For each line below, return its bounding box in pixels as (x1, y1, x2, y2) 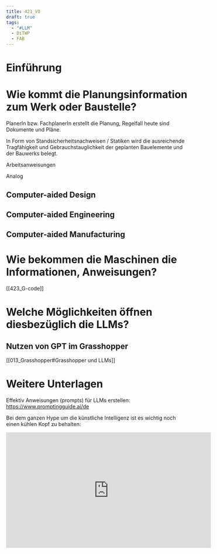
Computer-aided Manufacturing (6, 229, 126, 239)
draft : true (6, 14, 35, 20)
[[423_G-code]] (6, 285, 44, 292)
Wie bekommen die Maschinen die (6, 253, 177, 266)
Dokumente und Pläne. (6, 126, 61, 133)
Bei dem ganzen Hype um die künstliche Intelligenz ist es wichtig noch (6, 414, 176, 421)
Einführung (6, 61, 62, 75)
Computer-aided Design (6, 190, 96, 200)
